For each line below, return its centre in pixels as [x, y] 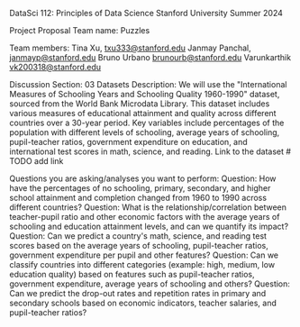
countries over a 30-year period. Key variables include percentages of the [147, 123]
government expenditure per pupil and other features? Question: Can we [144, 255]
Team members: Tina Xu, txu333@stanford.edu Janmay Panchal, [131, 48]
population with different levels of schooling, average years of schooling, [145, 132]
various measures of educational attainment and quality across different [143, 113]
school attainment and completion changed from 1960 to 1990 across [138, 198]
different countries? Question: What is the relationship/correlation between [148, 207]
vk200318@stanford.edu [55, 67]
